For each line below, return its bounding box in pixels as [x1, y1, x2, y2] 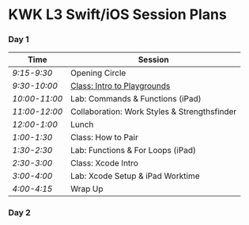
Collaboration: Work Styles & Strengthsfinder [70, 106, 237, 117]
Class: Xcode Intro [70, 158, 138, 169]
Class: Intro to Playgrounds [70, 81, 171, 92]
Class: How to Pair [70, 132, 138, 143]
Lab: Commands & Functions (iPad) [70, 93, 202, 105]
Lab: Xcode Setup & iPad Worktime [70, 170, 200, 181]
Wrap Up [70, 184, 104, 195]
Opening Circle [70, 67, 126, 78]
